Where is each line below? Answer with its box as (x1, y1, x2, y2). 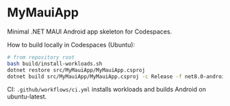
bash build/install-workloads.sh (7, 60, 103, 67)
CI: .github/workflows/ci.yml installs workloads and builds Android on (7, 85, 207, 94)
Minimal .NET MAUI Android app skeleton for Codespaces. (7, 27, 172, 36)
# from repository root (7, 53, 75, 61)
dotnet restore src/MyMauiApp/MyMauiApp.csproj (7, 66, 146, 73)
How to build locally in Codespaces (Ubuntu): (7, 40, 136, 49)
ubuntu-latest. (7, 92, 47, 101)
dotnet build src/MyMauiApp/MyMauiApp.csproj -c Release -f (7, 73, 183, 80)
